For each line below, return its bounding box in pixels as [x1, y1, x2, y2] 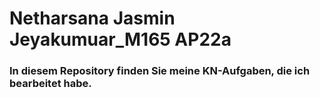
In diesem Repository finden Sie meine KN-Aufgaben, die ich [9, 64, 311, 78]
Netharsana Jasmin [9, 7, 176, 30]
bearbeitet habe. [9, 77, 92, 91]
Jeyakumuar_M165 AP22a [9, 28, 232, 51]
